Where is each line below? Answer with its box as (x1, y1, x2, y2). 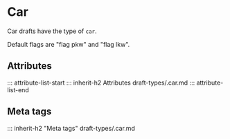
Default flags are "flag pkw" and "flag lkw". (7, 40, 130, 48)
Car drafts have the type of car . (7, 27, 97, 35)
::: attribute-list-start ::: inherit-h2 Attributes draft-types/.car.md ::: (7, 78, 195, 87)
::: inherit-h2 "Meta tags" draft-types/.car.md (7, 124, 135, 132)
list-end (7, 85, 29, 94)
